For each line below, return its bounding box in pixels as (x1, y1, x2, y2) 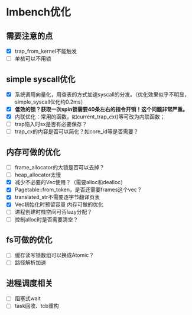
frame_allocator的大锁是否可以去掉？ (14, 164, 105, 171)
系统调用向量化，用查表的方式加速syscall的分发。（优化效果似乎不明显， (14, 91, 190, 98)
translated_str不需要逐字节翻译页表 (14, 194, 100, 201)
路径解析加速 (14, 259, 46, 266)
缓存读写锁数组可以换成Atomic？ (14, 252, 95, 259)
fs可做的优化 (6, 234, 53, 245)
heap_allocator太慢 (14, 171, 61, 178)
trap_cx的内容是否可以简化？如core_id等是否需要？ (14, 128, 139, 135)
